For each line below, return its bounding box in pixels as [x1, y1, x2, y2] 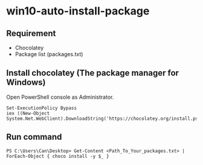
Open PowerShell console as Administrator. [6, 93, 114, 101]
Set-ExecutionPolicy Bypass [6, 105, 77, 111]
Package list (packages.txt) [14, 51, 83, 58]
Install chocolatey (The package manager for [6, 68, 179, 78]
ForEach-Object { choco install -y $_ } [6, 153, 110, 159]
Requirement [6, 28, 56, 39]
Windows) [6, 77, 46, 88]
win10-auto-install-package [6, 4, 150, 18]
